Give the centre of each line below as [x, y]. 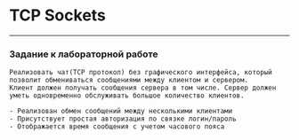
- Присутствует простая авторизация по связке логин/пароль [123, 119]
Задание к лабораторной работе [84, 54]
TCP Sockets [58, 16]
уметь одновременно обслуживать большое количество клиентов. [127, 96]
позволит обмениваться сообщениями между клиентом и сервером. [129, 81]
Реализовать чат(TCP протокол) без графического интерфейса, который [141, 73]
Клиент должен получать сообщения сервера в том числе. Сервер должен [143, 88]
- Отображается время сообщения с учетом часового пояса [117, 127]
